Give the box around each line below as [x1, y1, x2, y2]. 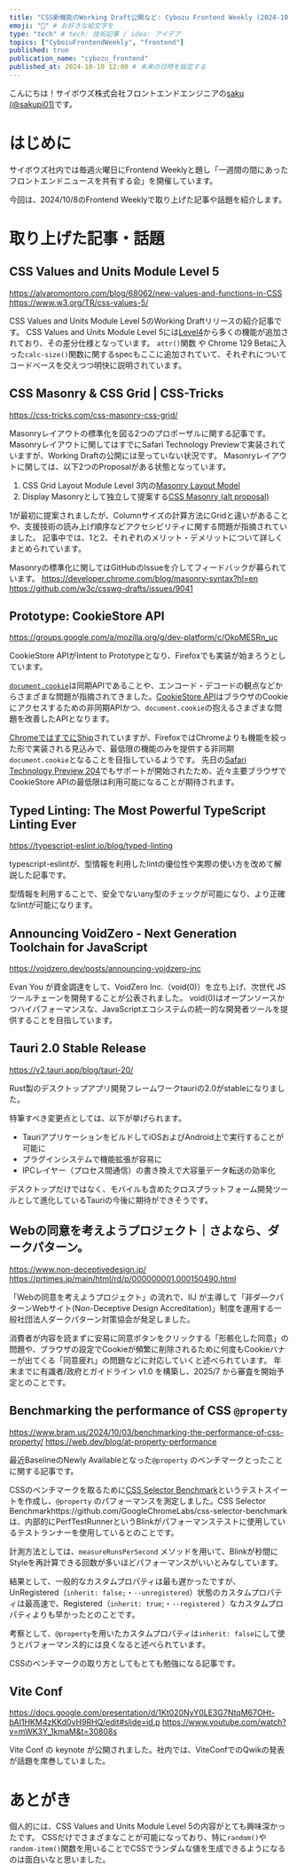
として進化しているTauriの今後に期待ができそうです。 [16, 1194, 213, 1206]
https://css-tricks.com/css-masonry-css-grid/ [9, 410, 178, 420]
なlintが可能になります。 [9, 900, 98, 910]
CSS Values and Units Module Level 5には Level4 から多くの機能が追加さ [26, 326, 289, 337]
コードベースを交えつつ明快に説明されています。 [9, 360, 187, 371]
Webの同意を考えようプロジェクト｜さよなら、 [9, 1223, 269, 1238]
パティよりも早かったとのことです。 [9, 1609, 140, 1619]
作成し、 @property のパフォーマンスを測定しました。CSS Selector [24, 1495, 267, 1506]
